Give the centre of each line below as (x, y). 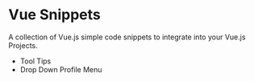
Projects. (23, 45)
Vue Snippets (54, 15)
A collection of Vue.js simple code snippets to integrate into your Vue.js (127, 37)
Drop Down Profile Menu (61, 69)
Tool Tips (35, 61)
